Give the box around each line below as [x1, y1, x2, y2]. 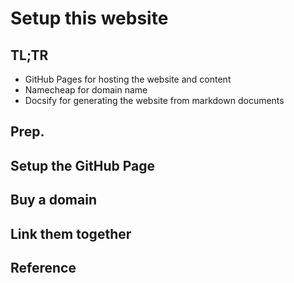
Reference [10, 259, 77, 276]
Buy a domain [10, 192, 97, 209]
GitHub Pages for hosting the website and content [24, 73, 232, 85]
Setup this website [10, 7, 169, 30]
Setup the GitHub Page [10, 157, 156, 174]
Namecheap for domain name [24, 84, 148, 96]
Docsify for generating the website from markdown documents [24, 95, 285, 106]
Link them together [10, 225, 132, 242]
